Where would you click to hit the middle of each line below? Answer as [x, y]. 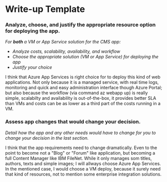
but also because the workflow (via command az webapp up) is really [77, 93]
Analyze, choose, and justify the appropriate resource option [81, 25]
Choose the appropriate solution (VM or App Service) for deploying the [85, 57]
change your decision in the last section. [47, 138]
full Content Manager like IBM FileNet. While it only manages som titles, [79, 158]
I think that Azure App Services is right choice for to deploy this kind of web [83, 77]
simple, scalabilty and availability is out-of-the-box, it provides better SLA [81, 98]
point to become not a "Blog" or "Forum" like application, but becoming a [80, 153]
